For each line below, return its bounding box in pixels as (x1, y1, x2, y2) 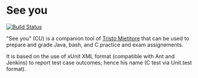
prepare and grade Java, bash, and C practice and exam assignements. (6, 41, 184, 48)
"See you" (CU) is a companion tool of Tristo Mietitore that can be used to (6, 35, 190, 42)
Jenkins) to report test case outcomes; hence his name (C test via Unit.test (6, 59, 193, 66)
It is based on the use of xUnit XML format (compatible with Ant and (6, 52, 175, 60)
